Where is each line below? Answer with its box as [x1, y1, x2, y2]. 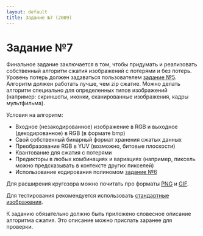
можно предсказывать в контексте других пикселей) [15, 162, 154, 169]
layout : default [6, 9, 48, 15]
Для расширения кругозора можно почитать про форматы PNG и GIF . [6, 180, 189, 187]
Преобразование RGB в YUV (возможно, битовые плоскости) [15, 142, 176, 150]
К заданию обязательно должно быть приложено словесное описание [6, 210, 191, 218]
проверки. [6, 223, 34, 231]
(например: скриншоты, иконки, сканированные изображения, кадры [6, 93, 189, 100]
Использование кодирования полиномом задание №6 [15, 168, 157, 176]
